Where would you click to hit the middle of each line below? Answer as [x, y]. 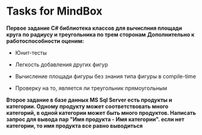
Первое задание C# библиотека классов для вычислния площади [94, 28]
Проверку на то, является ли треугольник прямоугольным [91, 88]
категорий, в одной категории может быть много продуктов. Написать [101, 112]
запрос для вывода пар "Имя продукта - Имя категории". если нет [96, 119]
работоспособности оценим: [45, 41]
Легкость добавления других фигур [61, 64]
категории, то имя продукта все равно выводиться [75, 125]
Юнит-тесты [31, 52]
